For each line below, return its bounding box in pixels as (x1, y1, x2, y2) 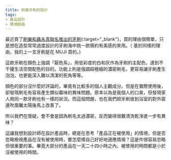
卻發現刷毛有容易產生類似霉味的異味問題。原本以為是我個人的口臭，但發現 (5, 89, 161, 95)
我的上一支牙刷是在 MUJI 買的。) (14, 49, 81, 55)
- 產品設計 (5, 17, 25, 22)
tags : (5, 12, 17, 17)
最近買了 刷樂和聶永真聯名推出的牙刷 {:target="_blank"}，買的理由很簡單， (5, 36, 159, 42)
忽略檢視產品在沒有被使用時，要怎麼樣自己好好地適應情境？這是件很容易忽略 (5, 137, 166, 143)
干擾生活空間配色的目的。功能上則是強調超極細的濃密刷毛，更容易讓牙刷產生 (5, 66, 166, 72)
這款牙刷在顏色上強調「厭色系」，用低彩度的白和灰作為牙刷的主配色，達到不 (5, 59, 164, 66)
